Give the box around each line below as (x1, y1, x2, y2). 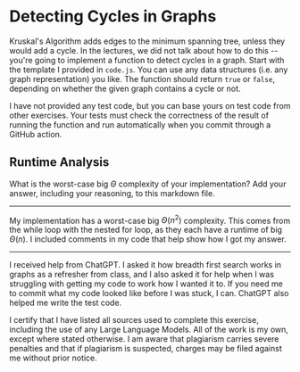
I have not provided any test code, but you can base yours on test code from (9, 100, 291, 111)
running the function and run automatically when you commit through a (9, 119, 271, 130)
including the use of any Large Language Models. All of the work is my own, (9, 324, 288, 335)
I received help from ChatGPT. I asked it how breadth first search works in (9, 260, 282, 270)
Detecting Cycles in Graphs (9, 6, 217, 27)
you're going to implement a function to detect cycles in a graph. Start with (9, 54, 285, 65)
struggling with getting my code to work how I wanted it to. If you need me (9, 278, 283, 289)
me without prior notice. (9, 352, 98, 363)
